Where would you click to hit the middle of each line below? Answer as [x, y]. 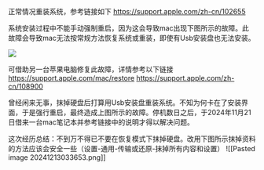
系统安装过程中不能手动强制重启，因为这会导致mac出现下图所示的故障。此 [129, 28]
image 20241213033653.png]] [57, 157]
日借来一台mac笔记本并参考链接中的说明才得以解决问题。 [101, 122]
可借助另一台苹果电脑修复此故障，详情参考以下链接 [91, 69]
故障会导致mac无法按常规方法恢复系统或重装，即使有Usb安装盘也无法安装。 [132, 38]
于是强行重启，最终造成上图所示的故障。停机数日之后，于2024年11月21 [136, 112]
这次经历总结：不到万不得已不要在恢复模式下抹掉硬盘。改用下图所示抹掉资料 [132, 139]
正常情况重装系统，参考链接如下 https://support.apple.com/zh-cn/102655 [127, 11]
